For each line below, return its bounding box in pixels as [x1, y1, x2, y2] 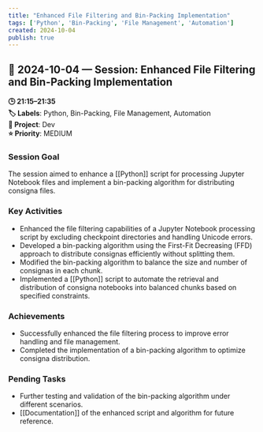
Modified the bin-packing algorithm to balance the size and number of [19, 257, 248, 267]
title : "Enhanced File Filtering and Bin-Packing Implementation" [8, 11, 231, 20]
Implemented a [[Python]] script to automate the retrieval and [19, 274, 219, 284]
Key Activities [8, 206, 63, 217]
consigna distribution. [19, 353, 91, 363]
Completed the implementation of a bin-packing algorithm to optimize [19, 345, 246, 355]
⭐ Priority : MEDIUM [8, 129, 72, 138]
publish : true [8, 33, 55, 42]
